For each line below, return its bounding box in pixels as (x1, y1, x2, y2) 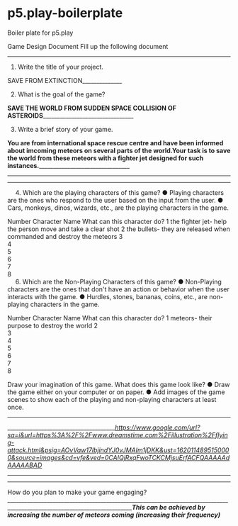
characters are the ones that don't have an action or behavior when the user (7, 285, 230, 293)
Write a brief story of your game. (17, 125, 113, 133)
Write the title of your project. (17, 62, 104, 71)
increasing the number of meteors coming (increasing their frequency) (7, 510, 221, 519)
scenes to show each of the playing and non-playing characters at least (7, 395, 217, 403)
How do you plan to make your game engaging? (7, 488, 147, 496)
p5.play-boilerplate (7, 5, 123, 21)
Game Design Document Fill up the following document (7, 42, 169, 50)
